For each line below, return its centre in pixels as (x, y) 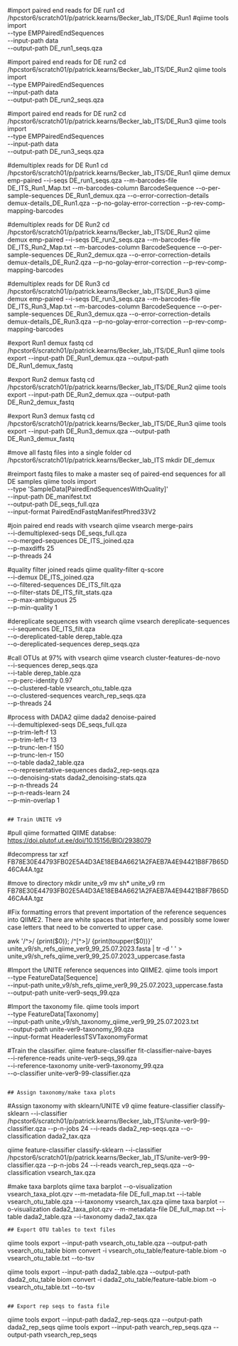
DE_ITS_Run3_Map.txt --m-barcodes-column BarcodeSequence (102, 306)
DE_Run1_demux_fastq (40, 366)
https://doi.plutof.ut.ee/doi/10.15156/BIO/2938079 (79, 840)
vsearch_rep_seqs (70, 1335)
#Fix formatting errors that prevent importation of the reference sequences (117, 912)
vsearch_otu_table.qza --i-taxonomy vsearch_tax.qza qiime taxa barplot (113, 1201)
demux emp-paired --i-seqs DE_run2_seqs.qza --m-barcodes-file (104, 239)
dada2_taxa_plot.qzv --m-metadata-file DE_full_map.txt (134, 1209)
